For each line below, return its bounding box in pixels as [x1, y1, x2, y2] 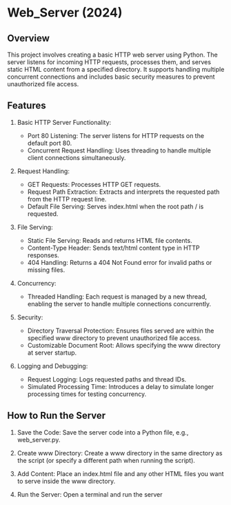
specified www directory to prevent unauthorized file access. [27, 333, 202, 342]
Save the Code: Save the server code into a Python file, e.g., [17, 428, 189, 436]
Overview [7, 32, 50, 44]
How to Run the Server [7, 410, 106, 422]
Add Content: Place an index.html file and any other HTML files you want [17, 469, 224, 477]
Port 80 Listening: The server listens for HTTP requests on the [27, 131, 205, 139]
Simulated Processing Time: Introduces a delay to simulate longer [27, 382, 214, 390]
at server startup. [27, 348, 77, 357]
